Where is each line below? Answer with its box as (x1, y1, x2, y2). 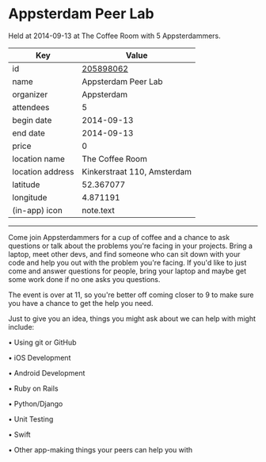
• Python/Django (8, 399, 63, 408)
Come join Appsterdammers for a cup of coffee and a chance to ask (8, 232, 230, 242)
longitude (12, 192, 47, 203)
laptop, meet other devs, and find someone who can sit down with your (8, 249, 241, 258)
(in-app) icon (12, 204, 63, 216)
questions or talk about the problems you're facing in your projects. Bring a (8, 241, 253, 250)
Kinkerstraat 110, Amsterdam (82, 166, 192, 177)
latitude (12, 179, 40, 190)
